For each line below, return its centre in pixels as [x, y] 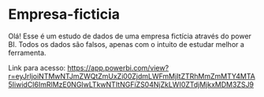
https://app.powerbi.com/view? [118, 67]
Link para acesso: [37, 67]
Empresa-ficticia [64, 14]
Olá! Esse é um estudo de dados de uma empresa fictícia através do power [130, 36]
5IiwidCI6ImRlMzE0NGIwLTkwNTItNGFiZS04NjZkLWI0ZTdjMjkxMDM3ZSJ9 [131, 84]
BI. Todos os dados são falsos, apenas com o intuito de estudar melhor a [126, 44]
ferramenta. [27, 52]
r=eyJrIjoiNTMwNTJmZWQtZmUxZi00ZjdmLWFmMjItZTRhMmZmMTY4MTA [132, 76]
